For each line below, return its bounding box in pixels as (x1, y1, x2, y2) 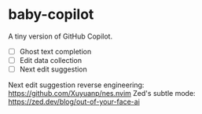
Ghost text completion (19, 46, 92, 56)
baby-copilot (8, 6, 94, 24)
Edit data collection (19, 56, 83, 64)
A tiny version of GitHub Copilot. (8, 31, 112, 41)
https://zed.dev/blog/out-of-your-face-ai (8, 97, 140, 107)
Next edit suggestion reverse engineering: (8, 80, 145, 90)
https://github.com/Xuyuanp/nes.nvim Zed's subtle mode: (8, 89, 196, 98)
